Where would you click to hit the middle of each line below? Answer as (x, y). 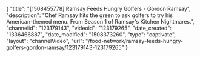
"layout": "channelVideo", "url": (45, 41)
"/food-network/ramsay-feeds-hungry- (134, 41)
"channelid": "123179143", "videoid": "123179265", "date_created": (89, 28)
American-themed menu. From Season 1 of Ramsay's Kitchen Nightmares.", (101, 22)
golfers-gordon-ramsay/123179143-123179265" (65, 47)
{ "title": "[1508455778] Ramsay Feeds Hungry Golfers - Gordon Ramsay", (98, 9)
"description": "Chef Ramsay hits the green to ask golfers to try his (89, 15)
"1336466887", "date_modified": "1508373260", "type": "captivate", (91, 35)
